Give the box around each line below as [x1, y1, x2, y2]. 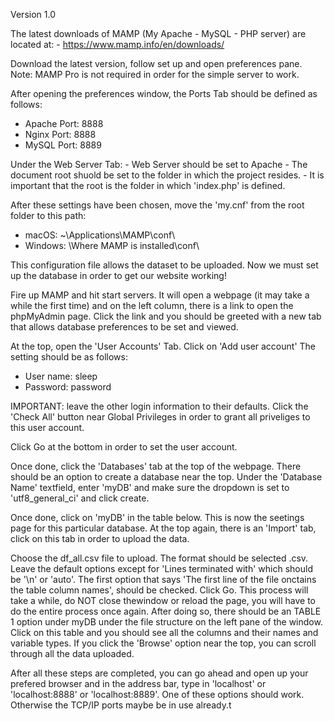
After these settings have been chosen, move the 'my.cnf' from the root [10, 199, 305, 211]
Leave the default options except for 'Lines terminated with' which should [10, 563, 313, 574]
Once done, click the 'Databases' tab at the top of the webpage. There [10, 460, 302, 472]
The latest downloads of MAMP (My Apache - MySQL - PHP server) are [10, 28, 307, 39]
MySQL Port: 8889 [24, 139, 102, 151]
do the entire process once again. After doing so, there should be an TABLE [10, 605, 322, 617]
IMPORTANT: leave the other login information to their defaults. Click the [10, 400, 309, 412]
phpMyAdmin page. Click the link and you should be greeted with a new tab [10, 310, 322, 322]
